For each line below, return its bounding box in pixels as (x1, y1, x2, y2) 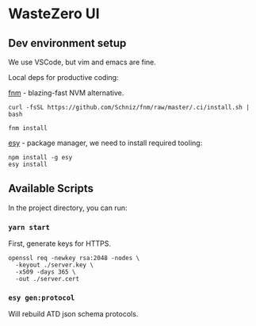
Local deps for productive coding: (8, 73, 119, 82)
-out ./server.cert (15, 275, 80, 283)
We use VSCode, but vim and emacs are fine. (8, 57, 157, 67)
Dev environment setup (8, 36, 127, 50)
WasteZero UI (8, 5, 101, 23)
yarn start (8, 223, 50, 232)
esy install (8, 160, 48, 168)
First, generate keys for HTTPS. (8, 239, 111, 248)
